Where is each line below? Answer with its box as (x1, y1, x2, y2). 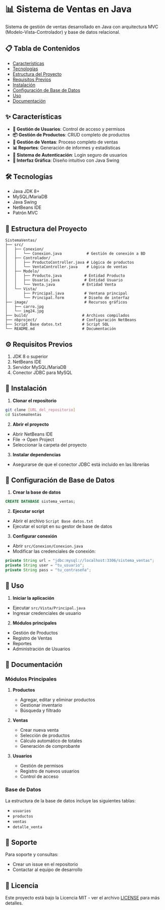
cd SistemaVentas (5, 412, 42, 417)
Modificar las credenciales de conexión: (12, 548, 96, 554)
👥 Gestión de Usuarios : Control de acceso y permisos (12, 126, 125, 132)
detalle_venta (12, 824, 42, 830)
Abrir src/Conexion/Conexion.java (12, 543, 83, 549)
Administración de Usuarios (12, 646, 71, 652)
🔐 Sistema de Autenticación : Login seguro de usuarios (12, 152, 128, 158)
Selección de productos (20, 733, 70, 739)
